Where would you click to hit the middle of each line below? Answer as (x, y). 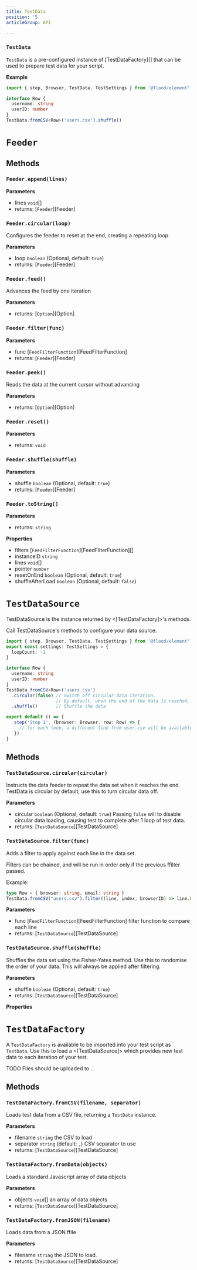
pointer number (32, 569)
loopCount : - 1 (28, 652)
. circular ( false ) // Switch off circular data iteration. (84, 696)
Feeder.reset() (28, 421)
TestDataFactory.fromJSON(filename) (58, 1220)
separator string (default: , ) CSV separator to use (75, 1144)
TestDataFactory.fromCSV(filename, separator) (74, 1103)
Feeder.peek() (26, 372)
